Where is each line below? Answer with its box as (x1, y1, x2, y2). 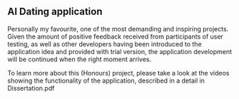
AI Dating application (7, 6, 103, 18)
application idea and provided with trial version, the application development (7, 47, 233, 56)
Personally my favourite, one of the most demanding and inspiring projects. (7, 24, 229, 33)
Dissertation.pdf (7, 83, 55, 92)
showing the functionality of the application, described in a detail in (7, 76, 205, 85)
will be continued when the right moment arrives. (7, 55, 152, 63)
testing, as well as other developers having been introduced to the (7, 39, 202, 48)
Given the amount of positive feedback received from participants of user (7, 32, 223, 41)
